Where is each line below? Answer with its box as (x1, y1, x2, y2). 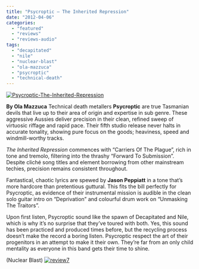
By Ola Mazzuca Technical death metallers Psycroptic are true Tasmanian (6, 103, 189, 110)
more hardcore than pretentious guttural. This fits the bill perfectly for (6, 183, 177, 190)
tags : (6, 42, 20, 48)
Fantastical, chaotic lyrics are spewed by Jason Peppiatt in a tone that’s (6, 177, 183, 184)
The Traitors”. (6, 202, 40, 209)
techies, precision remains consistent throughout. (6, 165, 128, 173)
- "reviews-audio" (11, 36, 58, 42)
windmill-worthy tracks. (6, 134, 64, 142)
